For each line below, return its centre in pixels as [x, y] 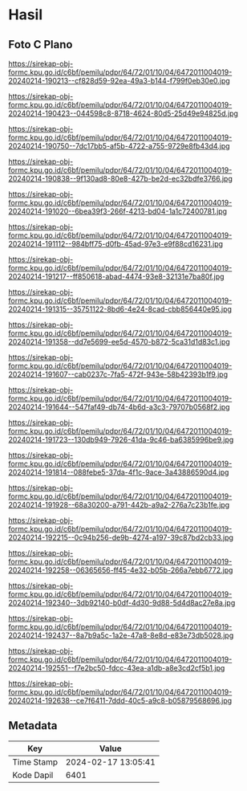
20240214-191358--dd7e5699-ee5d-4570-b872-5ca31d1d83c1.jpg [119, 342]
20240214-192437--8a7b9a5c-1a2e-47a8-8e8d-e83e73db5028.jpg [121, 635]
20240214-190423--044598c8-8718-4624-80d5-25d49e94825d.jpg [123, 113]
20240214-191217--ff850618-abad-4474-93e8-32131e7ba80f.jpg [116, 276]
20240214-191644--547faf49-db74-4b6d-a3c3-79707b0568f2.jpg [119, 407]
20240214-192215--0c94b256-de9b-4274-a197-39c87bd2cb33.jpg [121, 537]
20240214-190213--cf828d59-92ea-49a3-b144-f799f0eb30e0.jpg [119, 81]
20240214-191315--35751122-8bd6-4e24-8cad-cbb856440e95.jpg [120, 309]
